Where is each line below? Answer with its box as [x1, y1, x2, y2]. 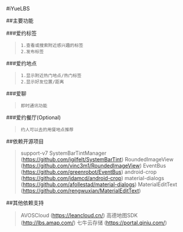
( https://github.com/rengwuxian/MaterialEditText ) [20, 187, 141, 194]
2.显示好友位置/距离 [20, 79, 64, 85]
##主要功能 [6, 17, 34, 24]
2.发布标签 [20, 49, 44, 55]
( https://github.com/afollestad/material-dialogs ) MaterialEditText [20, 181, 178, 188]
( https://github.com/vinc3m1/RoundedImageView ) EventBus [20, 162, 166, 169]
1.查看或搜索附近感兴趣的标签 [20, 42, 84, 48]
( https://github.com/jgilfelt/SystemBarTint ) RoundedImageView [20, 156, 174, 163]
